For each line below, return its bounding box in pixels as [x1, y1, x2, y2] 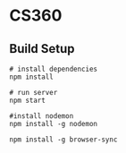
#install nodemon [9, 112, 74, 121]
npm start [9, 96, 46, 105]
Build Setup [9, 41, 75, 56]
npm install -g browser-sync [9, 135, 118, 144]
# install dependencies [9, 64, 98, 73]
